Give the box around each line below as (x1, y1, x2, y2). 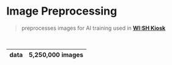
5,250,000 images (28, 50, 84, 59)
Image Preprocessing (6, 4, 118, 18)
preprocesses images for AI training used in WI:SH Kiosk (21, 24, 166, 32)
